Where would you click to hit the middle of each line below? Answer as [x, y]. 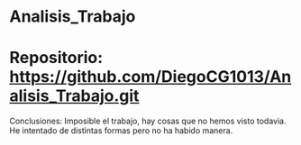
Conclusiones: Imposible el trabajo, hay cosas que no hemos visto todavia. [148, 121]
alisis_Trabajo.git [74, 96]
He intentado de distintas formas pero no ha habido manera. [121, 131]
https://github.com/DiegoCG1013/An [150, 77]
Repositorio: [56, 58]
